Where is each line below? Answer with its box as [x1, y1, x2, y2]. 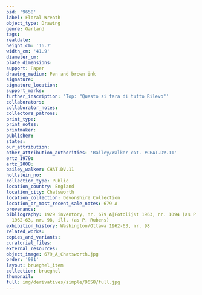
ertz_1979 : [6, 155, 34, 161]
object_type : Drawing [6, 20, 61, 26]
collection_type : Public [6, 178, 69, 184]
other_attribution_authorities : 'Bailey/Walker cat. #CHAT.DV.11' [6, 150, 177, 156]
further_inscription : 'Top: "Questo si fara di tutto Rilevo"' [6, 93, 169, 99]
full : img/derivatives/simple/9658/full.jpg [6, 279, 120, 285]
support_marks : [6, 88, 45, 94]
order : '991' [6, 257, 39, 263]
